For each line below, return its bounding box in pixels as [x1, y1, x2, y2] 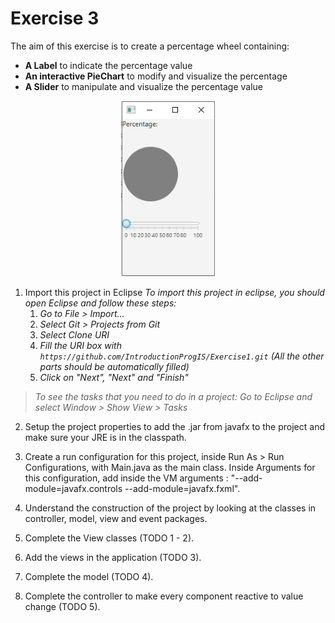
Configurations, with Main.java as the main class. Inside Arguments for [24, 461, 316, 473]
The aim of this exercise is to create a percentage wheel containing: [10, 40, 290, 52]
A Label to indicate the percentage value [24, 59, 193, 71]
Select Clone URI [39, 328, 110, 341]
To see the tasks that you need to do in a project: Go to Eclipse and [34, 390, 313, 402]
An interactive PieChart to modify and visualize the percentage [24, 70, 288, 82]
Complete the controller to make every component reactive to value [24, 590, 304, 602]
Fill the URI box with [39, 339, 122, 351]
